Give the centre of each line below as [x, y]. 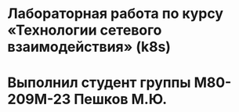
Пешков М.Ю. [120, 99]
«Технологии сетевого [85, 30]
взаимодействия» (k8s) [89, 47]
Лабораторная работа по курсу [116, 14]
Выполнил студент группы [99, 83]
